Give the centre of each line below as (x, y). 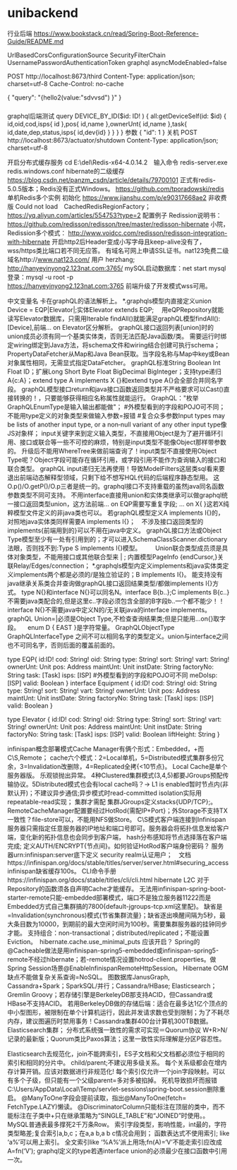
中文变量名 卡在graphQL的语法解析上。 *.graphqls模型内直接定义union (109, 301)
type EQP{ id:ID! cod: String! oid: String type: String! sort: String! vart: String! (119, 659)
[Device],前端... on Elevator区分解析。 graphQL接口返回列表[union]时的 (110, 327)
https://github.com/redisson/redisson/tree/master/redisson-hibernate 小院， (118, 224)
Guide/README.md (36, 41)
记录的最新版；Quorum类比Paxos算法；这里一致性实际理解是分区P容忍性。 (116, 1039)
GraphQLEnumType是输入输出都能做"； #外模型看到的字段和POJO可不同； (116, 407)
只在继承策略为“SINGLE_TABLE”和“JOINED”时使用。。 (132, 1115)
